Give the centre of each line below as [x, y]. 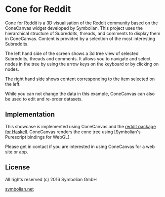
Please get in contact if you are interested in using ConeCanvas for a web [80, 147]
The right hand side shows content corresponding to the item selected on [80, 79]
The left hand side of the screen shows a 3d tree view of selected [72, 53]
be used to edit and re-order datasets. [44, 99]
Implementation [30, 115]
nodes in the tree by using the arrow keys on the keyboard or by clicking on [82, 64]
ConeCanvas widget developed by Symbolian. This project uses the [74, 28]
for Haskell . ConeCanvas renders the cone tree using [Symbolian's [73, 132]
